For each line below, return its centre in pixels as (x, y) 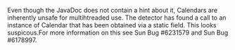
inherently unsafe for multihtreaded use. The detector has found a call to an (117, 18)
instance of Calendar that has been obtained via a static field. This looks (112, 25)
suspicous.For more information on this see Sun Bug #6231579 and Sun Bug (118, 32)
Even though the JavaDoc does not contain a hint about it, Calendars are (113, 10)
